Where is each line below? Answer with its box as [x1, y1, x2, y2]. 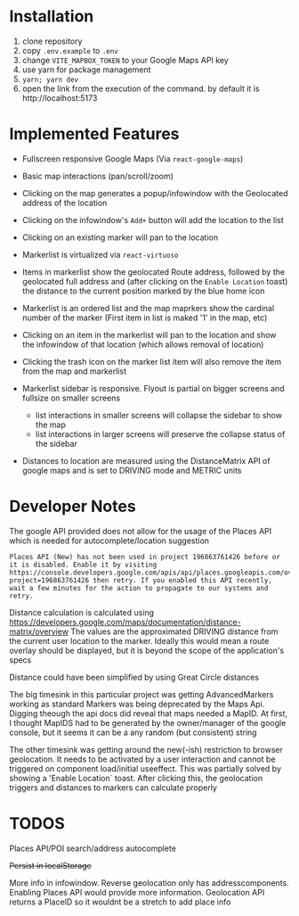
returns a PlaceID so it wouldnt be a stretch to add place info [9, 896, 231, 907]
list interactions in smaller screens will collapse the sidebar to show [35, 409, 283, 420]
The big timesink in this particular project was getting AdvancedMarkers [9, 689, 274, 699]
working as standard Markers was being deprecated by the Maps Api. [9, 698, 265, 709]
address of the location [21, 197, 108, 208]
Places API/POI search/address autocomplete [9, 843, 176, 854]
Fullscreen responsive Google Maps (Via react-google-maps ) [21, 153, 244, 164]
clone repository [21, 36, 83, 46]
